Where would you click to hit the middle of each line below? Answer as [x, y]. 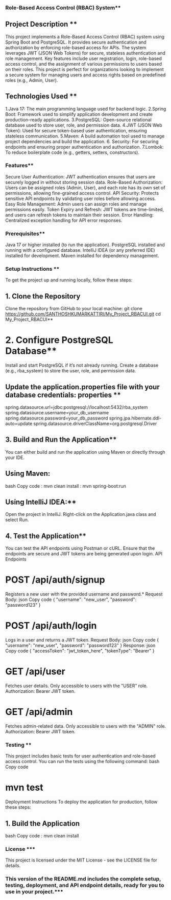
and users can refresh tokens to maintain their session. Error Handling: [80, 215]
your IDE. [15, 457]
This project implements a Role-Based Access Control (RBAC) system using [85, 36]
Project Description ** [41, 24]
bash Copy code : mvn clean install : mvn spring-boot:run [66, 486]
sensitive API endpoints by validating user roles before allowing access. [81, 198]
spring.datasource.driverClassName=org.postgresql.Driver [95, 424]
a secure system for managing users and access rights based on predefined [86, 75]
